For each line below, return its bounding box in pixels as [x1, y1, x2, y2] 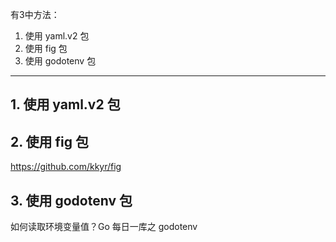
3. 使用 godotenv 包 [10, 192, 133, 209]
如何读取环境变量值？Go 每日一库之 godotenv [10, 221, 198, 233]
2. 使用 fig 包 [10, 133, 90, 150]
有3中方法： [10, 9, 60, 20]
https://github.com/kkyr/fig [10, 161, 122, 173]
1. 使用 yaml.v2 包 [10, 96, 121, 113]
